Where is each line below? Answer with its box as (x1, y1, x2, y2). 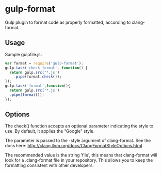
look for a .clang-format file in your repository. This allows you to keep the (5, 157, 153, 163)
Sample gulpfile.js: (5, 51, 42, 57)
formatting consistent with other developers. (5, 162, 94, 168)
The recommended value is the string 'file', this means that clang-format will (5, 152, 158, 158)
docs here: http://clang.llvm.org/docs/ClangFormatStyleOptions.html (5, 143, 142, 149)
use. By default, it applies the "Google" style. (5, 128, 95, 134)
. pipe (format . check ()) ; (14, 74, 62, 79)
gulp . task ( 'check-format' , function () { (5, 65, 88, 70)
